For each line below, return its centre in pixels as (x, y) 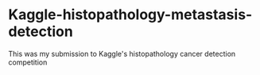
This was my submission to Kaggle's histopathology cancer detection (122, 53)
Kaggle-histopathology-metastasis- (130, 15)
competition (28, 62)
